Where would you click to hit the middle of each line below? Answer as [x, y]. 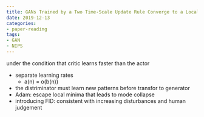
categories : [21, 23]
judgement [29, 107]
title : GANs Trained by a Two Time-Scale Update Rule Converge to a [95, 12]
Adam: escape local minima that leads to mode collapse [85, 94]
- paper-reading [27, 29]
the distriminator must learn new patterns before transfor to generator [102, 88]
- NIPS [15, 46]
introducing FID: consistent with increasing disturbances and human [100, 101]
